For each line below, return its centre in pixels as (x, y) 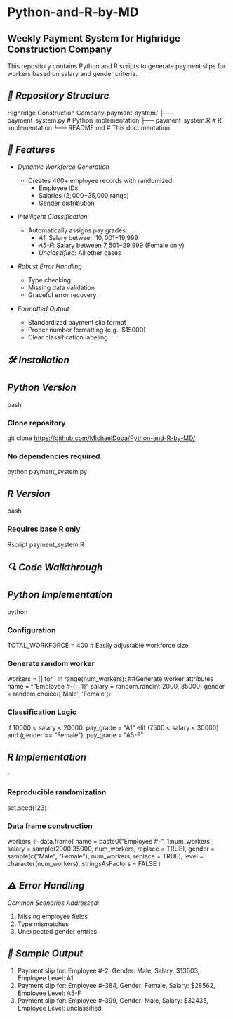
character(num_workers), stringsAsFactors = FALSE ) (84, 864)
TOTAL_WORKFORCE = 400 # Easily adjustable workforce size (98, 646)
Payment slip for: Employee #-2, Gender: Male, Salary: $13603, (108, 970)
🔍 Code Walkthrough (55, 567)
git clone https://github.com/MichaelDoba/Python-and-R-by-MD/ (101, 438)
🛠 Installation (39, 360)
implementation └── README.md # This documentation (89, 127)
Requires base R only (44, 529)
